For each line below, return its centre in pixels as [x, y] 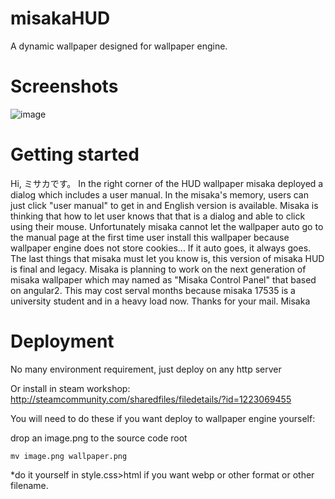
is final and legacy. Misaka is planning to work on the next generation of [158, 269]
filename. [29, 485]
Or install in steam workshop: [70, 388]
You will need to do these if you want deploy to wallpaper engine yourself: [163, 418]
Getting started [75, 154]
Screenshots [64, 86]
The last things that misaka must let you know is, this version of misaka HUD [167, 258]
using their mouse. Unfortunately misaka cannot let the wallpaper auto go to [167, 226]
